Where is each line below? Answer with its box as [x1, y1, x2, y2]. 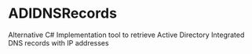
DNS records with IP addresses [8, 38, 109, 47]
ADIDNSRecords [8, 5, 118, 22]
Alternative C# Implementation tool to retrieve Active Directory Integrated [8, 30, 245, 39]
